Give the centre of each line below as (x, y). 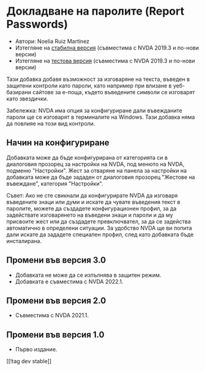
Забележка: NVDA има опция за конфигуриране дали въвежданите (94, 110)
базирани (19, 92)
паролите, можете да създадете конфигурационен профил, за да (91, 208)
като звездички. (27, 99)
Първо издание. (36, 350)
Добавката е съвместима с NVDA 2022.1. (69, 281)
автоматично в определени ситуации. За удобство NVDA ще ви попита (99, 228)
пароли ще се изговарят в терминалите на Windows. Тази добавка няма (101, 117)
